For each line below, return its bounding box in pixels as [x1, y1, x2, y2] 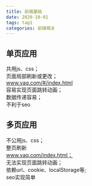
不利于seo [6, 101, 30, 108]
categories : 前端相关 [6, 25, 56, 31]
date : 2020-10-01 [6, 14, 49, 20]
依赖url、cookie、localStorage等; [6, 166, 87, 173]
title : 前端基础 [6, 8, 42, 15]
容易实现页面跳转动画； [6, 86, 63, 93]
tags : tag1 [6, 19, 33, 25]
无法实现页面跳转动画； [6, 159, 63, 166]
